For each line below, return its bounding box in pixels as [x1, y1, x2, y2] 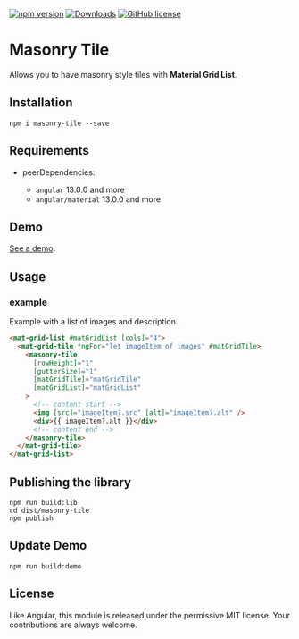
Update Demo [9, 538, 87, 553]
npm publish [9, 514, 54, 523]
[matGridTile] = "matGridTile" [32, 375, 142, 384]
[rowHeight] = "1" [32, 358, 94, 367]
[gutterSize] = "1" [32, 366, 98, 375]
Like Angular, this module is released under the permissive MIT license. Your [9, 610, 290, 620]
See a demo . [9, 243, 56, 254]
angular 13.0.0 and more [35, 184, 125, 195]
